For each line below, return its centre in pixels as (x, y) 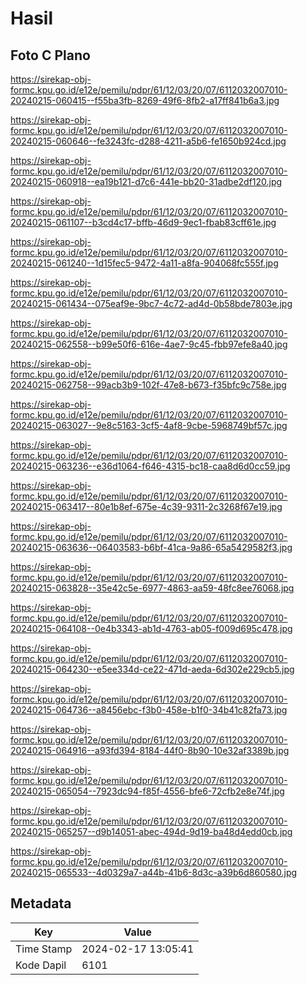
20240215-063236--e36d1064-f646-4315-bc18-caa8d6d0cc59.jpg (150, 466)
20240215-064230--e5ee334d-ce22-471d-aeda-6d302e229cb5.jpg (152, 669)
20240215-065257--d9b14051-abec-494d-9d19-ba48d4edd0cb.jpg (151, 831)
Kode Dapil (41, 965)
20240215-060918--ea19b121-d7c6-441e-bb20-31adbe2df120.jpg (146, 181)
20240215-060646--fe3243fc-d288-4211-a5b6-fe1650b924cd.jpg (148, 141)
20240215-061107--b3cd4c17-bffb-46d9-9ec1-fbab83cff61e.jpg (143, 222)
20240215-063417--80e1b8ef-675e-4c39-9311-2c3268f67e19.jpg (146, 506)
